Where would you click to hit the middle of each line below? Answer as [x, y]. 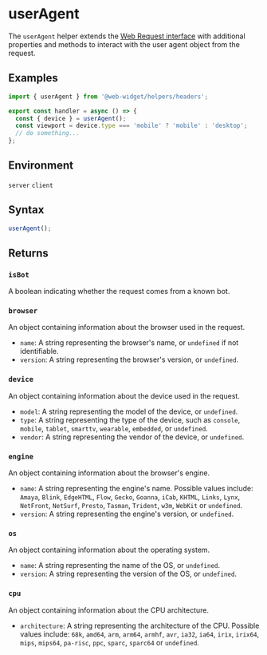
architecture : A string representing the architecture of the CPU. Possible [139, 625]
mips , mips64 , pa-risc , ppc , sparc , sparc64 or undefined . [109, 642]
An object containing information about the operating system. [109, 550]
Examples [33, 78]
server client [31, 185]
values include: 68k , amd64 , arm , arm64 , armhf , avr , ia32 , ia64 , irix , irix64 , [139, 634]
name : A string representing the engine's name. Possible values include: [136, 489]
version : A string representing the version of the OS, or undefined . [128, 574]
